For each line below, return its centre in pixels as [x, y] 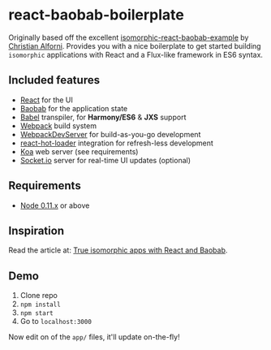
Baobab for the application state [74, 108]
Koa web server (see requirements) [79, 151]
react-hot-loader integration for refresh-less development [116, 143]
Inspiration [37, 230]
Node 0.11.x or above [55, 205]
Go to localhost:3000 [56, 322]
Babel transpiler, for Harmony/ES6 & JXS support [103, 117]
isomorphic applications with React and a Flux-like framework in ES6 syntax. [136, 54]
